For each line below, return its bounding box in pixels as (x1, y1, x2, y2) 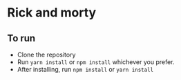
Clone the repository (17, 50, 76, 59)
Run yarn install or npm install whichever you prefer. (17, 58, 175, 66)
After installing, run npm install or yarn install (17, 66, 154, 73)
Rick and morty (7, 5, 97, 21)
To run (7, 32, 36, 44)
